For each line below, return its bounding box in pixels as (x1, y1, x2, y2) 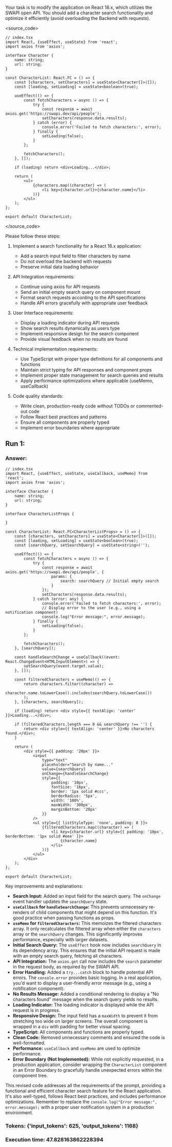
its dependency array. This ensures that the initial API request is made (12, 947, 160, 954)
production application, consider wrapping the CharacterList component (12, 1062, 167, 1068)
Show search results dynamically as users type (20, 325, 120, 331)
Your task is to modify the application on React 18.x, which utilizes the (5, 5, 153, 10)
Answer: (5, 455, 27, 462)
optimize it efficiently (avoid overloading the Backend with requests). (5, 15, 150, 21)
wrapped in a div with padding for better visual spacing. (12, 1023, 132, 1029)
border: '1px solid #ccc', (51, 789, 109, 794)
